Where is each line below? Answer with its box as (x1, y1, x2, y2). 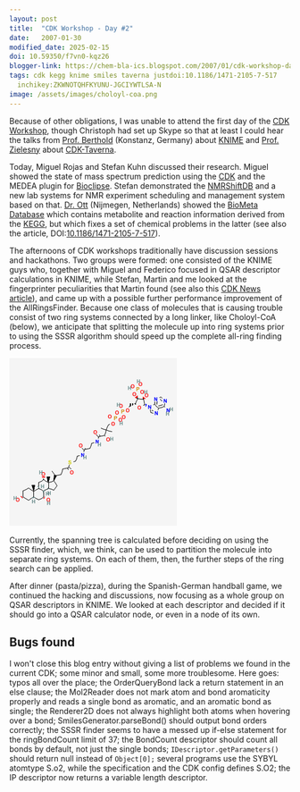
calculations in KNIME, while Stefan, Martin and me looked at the (9, 274, 247, 284)
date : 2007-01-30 (9, 33, 82, 42)
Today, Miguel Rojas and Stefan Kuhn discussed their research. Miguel (9, 161, 270, 172)
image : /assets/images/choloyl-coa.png (9, 89, 158, 98)
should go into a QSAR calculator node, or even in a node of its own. (9, 609, 261, 619)
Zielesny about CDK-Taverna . (9, 144, 117, 155)
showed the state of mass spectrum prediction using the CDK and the (9, 171, 266, 181)
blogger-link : (9, 62, 62, 71)
